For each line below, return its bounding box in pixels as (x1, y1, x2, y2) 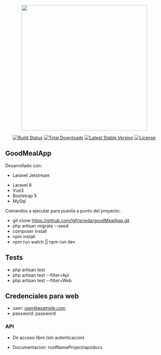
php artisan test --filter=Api (12, 272, 69, 278)
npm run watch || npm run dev (12, 239, 75, 245)
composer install (12, 228, 47, 234)
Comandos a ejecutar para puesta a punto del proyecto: (5, 207, 121, 213)
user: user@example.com (12, 305, 66, 311)
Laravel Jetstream (12, 172, 50, 178)
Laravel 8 (12, 182, 32, 188)
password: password (12, 310, 56, 316)
